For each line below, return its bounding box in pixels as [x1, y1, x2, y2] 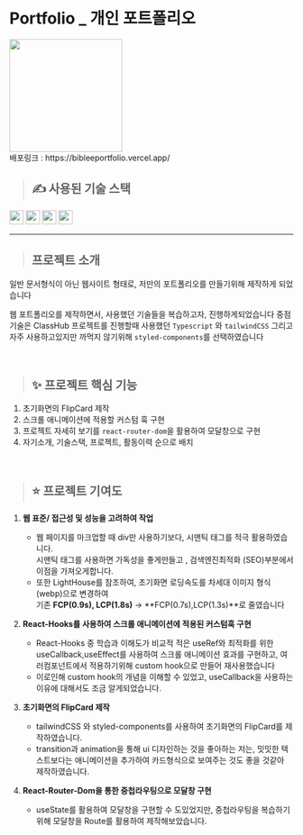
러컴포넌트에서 [35, 660, 87, 671]
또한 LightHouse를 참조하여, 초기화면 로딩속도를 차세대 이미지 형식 [35, 577, 271, 588]
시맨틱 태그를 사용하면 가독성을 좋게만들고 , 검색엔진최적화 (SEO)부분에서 [35, 555, 294, 566]
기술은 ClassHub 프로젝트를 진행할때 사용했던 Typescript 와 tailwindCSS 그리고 [9, 320, 293, 331]
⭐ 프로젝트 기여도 [31, 483, 123, 498]
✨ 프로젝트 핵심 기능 [31, 377, 138, 393]
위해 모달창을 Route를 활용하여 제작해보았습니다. [35, 816, 207, 827]
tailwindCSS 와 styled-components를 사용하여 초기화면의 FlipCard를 [35, 722, 284, 732]
